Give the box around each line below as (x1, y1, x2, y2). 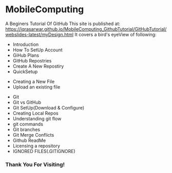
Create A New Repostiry (12, 63, 64, 69)
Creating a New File (12, 78, 55, 84)
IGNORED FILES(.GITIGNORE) (12, 148, 75, 154)
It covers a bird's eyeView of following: (74, 31, 157, 37)
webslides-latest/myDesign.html (5, 31, 73, 37)
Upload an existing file (12, 83, 61, 90)
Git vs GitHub (12, 99, 42, 105)
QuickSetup (12, 68, 38, 75)
